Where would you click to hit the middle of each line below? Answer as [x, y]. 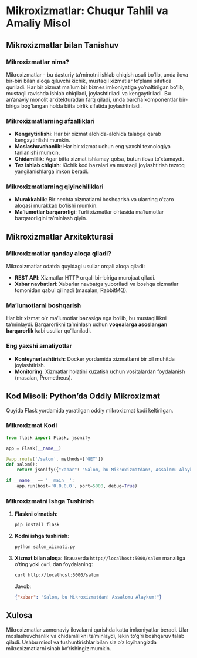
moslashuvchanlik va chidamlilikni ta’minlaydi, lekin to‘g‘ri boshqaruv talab [95, 636]
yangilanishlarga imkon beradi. [52, 171]
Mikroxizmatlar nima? [38, 62]
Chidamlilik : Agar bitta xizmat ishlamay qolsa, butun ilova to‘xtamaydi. [99, 159]
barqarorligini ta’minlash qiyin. [51, 218]
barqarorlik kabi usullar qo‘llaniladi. [49, 331]
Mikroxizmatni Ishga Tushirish [50, 501]
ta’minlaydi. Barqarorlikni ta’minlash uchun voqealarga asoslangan [87, 324]
